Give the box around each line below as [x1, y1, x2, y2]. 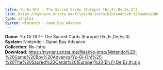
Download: [5, 49, 28, 55]
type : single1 [5, 16, 34, 21]
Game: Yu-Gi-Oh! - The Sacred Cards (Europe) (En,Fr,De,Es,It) [5, 34, 130, 40]
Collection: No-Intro [5, 44, 46, 50]
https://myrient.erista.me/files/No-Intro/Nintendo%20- [28, 49, 137, 55]
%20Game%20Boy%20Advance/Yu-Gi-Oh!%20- [5, 54, 104, 60]
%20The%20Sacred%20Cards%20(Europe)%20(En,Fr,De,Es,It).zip [5, 59, 141, 65]
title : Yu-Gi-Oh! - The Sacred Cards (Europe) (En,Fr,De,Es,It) [5, 7, 138, 12]
